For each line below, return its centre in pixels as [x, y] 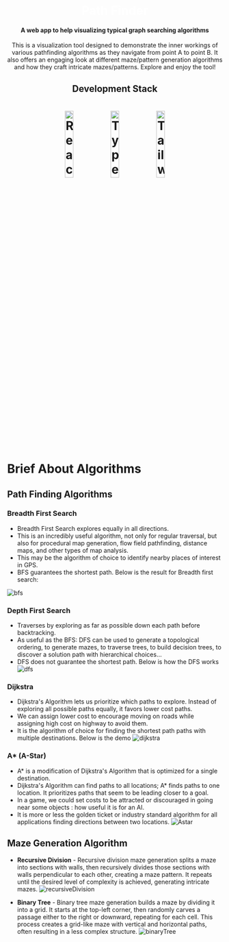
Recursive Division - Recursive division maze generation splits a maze [117, 860]
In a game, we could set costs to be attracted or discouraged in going [115, 800]
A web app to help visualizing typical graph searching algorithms [115, 30]
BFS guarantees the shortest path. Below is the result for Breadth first [115, 572]
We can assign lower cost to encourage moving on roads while [106, 716]
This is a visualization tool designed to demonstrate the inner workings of [115, 45]
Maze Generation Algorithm [67, 844]
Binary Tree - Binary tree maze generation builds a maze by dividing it [116, 902]
